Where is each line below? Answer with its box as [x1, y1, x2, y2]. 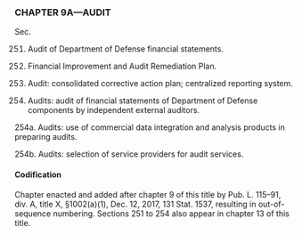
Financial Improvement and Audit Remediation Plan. [27, 61, 217, 72]
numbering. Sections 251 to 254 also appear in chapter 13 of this [53, 207, 290, 219]
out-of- [257, 199, 285, 209]
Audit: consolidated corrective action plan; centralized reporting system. [27, 78, 293, 89]
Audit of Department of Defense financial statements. [27, 44, 224, 54]
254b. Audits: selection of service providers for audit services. [14, 149, 244, 159]
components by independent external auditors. [27, 105, 200, 116]
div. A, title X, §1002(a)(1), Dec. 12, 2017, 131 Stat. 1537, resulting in [14, 199, 257, 209]
